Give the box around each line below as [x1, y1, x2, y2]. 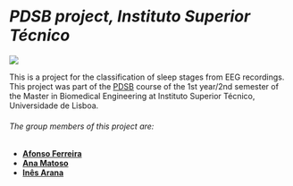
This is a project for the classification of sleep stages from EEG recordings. [9, 72, 285, 82]
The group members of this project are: [9, 121, 155, 131]
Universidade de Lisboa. [9, 100, 99, 111]
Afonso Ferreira [21, 148, 82, 159]
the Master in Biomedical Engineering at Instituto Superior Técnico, [9, 90, 255, 101]
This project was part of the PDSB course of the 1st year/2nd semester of [9, 80, 280, 91]
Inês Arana [21, 167, 64, 178]
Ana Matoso [21, 158, 69, 169]
